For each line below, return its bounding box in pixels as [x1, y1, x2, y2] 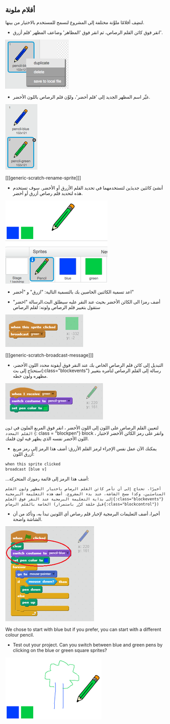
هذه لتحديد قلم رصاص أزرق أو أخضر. [12, 190, 83, 196]
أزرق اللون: [12, 451, 35, 457]
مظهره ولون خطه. [12, 373, 48, 379]
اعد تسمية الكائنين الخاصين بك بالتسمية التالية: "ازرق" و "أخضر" [12, 289, 134, 295]
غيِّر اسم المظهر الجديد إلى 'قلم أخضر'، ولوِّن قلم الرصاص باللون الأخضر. [12, 94, 150, 100]
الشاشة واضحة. [12, 516, 42, 522]
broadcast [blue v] [5, 467, 47, 472]
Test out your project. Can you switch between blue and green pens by [12, 641, 163, 648]
